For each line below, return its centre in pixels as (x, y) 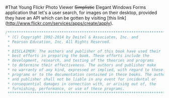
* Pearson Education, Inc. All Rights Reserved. (59, 42)
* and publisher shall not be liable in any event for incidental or (82, 79)
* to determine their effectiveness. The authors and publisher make (82, 65)
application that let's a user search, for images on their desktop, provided (81, 13)
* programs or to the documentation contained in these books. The (79, 74)
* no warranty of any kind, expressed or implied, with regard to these (85, 70)
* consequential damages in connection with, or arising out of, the (82, 84)
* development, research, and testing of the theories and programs (81, 61)
